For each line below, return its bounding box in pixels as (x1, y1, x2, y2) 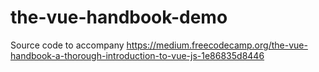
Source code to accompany (10, 39, 125, 51)
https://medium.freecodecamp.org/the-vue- (126, 39, 308, 51)
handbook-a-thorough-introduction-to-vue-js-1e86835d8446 (10, 49, 265, 61)
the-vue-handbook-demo (10, 6, 228, 29)
